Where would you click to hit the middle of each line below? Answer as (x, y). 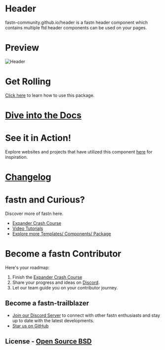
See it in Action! (38, 138)
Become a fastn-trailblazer (47, 303)
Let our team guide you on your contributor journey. (65, 288)
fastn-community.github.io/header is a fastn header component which (77, 22)
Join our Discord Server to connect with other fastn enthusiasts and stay (86, 315)
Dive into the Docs (43, 115)
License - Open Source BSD (48, 341)
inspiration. (17, 157)
